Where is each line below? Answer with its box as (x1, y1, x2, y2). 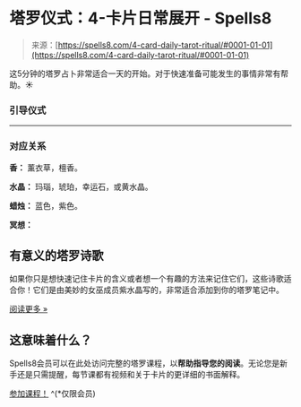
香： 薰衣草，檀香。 (9, 162, 82, 173)
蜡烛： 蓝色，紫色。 (9, 200, 82, 211)
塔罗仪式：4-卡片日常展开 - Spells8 (9, 8, 272, 29)
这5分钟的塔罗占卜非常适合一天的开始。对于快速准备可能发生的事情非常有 (9, 68, 281, 79)
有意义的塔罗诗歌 (9, 247, 104, 263)
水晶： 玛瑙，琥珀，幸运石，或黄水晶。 (9, 181, 153, 192)
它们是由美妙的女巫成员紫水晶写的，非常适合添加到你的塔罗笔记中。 (32, 284, 284, 296)
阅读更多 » (9, 304, 48, 315)
